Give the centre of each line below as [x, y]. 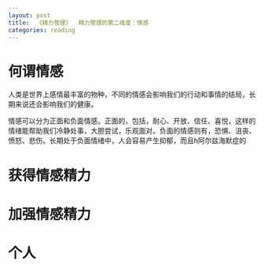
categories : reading [42, 30]
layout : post [29, 15]
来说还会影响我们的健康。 [56, 104]
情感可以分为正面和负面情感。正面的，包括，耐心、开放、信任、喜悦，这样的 [132, 121]
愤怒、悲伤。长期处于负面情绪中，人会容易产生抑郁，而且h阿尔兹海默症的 [127, 141]
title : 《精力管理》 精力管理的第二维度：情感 [79, 23]
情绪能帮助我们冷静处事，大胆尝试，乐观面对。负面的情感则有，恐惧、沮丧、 [132, 131]
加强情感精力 [50, 214]
